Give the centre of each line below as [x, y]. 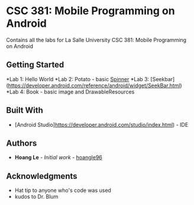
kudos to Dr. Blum [36, 197]
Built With [25, 110]
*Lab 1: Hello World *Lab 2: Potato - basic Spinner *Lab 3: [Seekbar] [90, 79]
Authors [22, 143]
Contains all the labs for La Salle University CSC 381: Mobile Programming [96, 40]
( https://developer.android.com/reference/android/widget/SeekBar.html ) [94, 85]
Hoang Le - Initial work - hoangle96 [58, 158]
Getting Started [35, 65]
